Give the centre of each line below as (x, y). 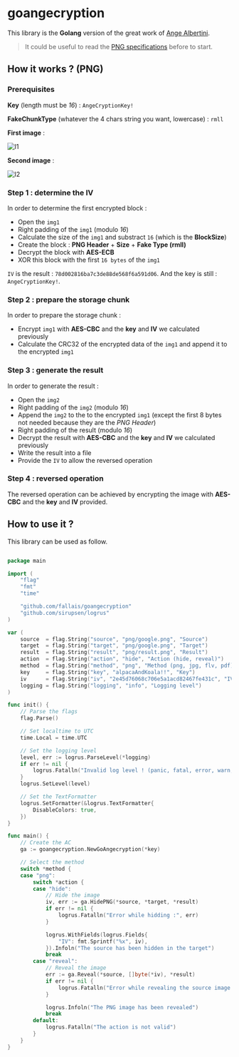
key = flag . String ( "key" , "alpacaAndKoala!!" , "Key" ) (108, 672)
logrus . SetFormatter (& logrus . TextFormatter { (87, 803)
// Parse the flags (49, 712)
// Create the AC (46, 843)
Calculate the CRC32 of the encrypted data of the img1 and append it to (122, 344)
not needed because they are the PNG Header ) (87, 422)
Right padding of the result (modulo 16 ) (75, 430)
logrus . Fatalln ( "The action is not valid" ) (111, 1027)
